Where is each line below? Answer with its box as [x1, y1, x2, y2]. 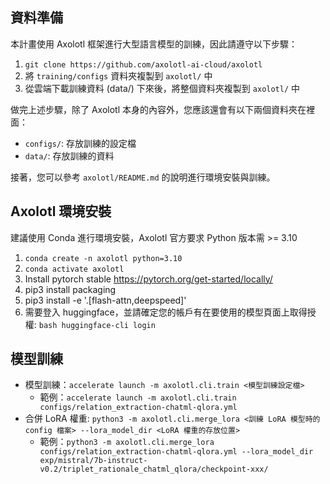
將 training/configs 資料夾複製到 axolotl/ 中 [24, 69, 213, 82]
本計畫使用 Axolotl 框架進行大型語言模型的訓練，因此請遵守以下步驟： [10, 38, 298, 50]
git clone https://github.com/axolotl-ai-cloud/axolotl [24, 59, 263, 70]
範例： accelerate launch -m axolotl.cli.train [39, 391, 237, 403]
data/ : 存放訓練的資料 [24, 149, 115, 162]
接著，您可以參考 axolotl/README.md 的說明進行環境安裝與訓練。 [10, 171, 276, 183]
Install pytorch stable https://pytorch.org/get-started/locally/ [24, 273, 273, 285]
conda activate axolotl [24, 264, 125, 274]
